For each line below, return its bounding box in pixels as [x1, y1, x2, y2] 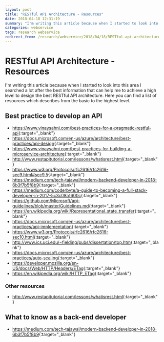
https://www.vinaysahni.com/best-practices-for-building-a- [12, 145, 133, 152]
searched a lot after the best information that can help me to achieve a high [5, 87, 156, 93]
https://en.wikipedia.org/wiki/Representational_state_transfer [12, 208, 135, 214]
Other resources [5, 282, 45, 289]
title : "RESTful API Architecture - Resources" [5, 12, 104, 17]
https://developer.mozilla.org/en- [12, 260, 79, 266]
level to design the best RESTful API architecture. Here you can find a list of [5, 92, 157, 98]
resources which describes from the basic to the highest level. [5, 97, 130, 103]
